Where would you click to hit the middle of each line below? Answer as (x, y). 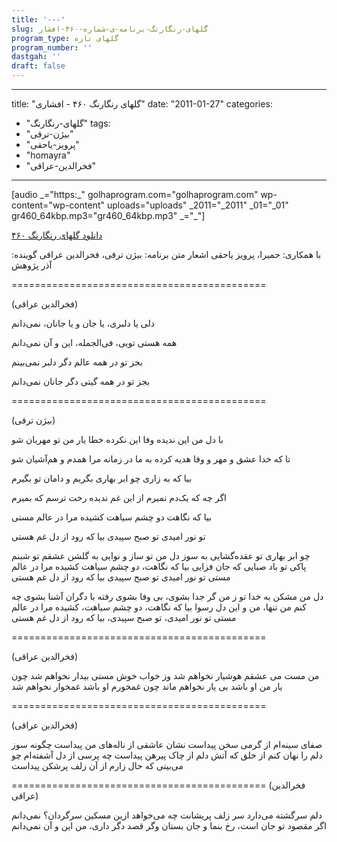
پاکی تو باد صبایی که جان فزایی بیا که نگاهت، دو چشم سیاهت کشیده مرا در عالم (159, 566)
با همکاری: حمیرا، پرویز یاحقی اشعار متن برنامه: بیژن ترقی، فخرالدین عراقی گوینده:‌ (166, 254)
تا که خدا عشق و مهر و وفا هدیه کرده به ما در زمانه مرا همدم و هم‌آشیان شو (151, 459)
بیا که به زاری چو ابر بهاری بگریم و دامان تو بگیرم (102, 478)
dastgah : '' (36, 57)
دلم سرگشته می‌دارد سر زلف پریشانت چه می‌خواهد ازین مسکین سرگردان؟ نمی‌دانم (167, 815)
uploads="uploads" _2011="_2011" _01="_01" (197, 205)
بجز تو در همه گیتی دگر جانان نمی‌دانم (81, 381)
